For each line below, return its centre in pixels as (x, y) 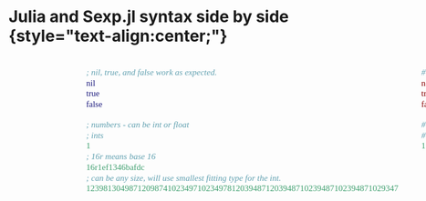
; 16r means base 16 (121, 157)
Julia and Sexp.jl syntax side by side (149, 17)
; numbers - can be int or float (138, 124)
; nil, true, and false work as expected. (152, 72)
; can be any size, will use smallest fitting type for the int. (184, 178)
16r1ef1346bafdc (115, 167)
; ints (95, 135)
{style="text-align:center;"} (118, 36)
